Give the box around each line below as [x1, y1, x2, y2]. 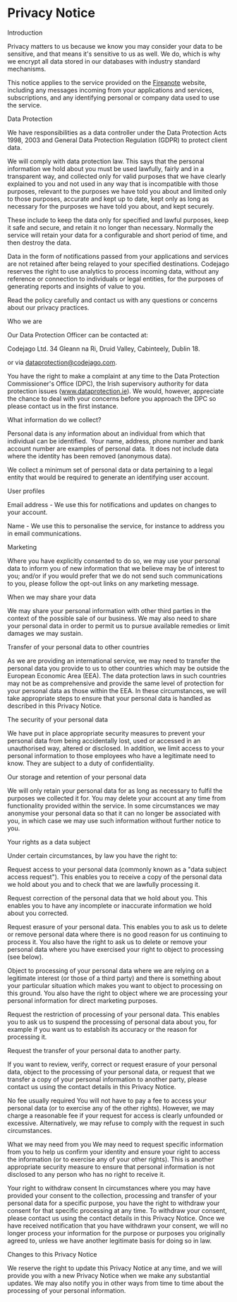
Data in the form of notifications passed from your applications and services [7, 252, 229, 260]
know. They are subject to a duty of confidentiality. [7, 759, 155, 767]
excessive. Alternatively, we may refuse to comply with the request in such [7, 1119, 224, 1127]
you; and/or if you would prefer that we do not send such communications [7, 571, 223, 580]
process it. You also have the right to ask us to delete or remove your [7, 937, 207, 946]
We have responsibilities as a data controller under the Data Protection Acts [7, 128, 227, 136]
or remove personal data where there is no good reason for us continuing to [7, 930, 228, 938]
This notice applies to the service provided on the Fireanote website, [7, 78, 207, 86]
